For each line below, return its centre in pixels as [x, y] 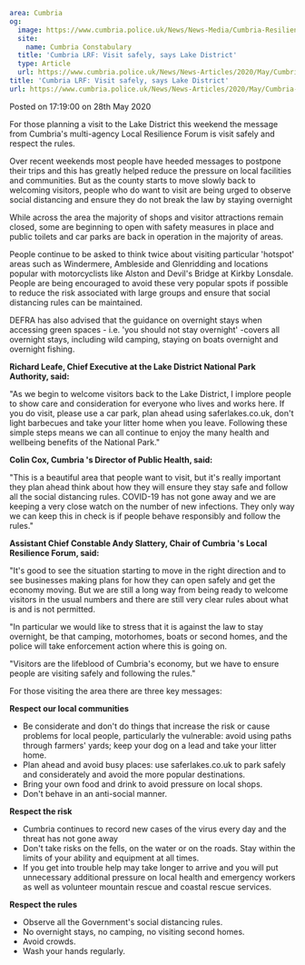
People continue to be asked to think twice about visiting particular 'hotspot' [152, 254]
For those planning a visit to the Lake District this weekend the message [144, 124]
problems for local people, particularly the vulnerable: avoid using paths [157, 735]
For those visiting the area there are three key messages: [116, 691]
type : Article [44, 64]
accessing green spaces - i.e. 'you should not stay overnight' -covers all [145, 329]
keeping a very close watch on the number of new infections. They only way [152, 506]
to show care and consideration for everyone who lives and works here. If [147, 403]
